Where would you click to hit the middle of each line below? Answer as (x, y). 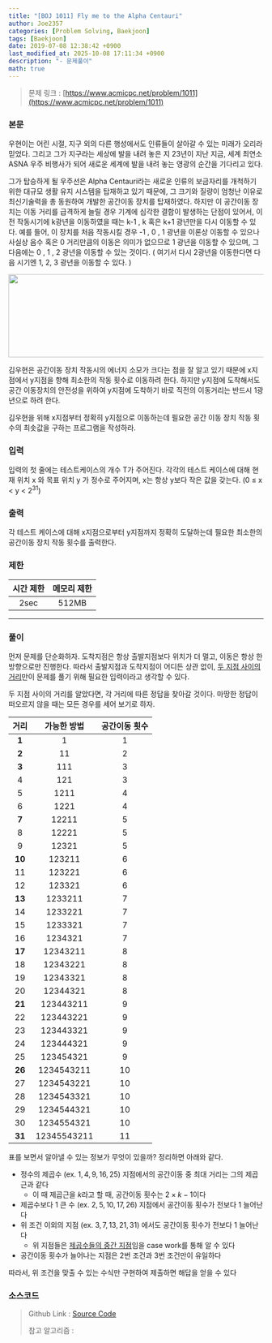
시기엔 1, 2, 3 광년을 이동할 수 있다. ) (74, 263)
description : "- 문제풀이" (51, 62)
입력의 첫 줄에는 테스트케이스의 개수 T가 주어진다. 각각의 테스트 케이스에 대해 (130, 470)
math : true (27, 69)
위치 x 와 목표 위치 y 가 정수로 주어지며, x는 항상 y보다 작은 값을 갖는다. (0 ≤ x (140, 480)
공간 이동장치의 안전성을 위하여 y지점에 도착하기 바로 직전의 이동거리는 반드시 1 (133, 390)
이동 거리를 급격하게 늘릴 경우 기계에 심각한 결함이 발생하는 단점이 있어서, (139, 212)
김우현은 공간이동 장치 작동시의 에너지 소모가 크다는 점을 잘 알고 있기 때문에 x (130, 370)
